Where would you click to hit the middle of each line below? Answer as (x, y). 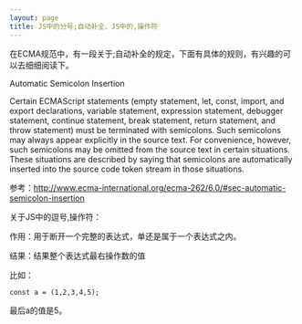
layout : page (34, 18)
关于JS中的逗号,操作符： (56, 216)
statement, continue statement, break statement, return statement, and (143, 120)
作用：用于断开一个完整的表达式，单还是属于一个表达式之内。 (125, 236)
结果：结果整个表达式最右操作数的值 (78, 256)
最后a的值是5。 (38, 310)
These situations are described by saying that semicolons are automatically (151, 159)
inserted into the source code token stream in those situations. (127, 169)
